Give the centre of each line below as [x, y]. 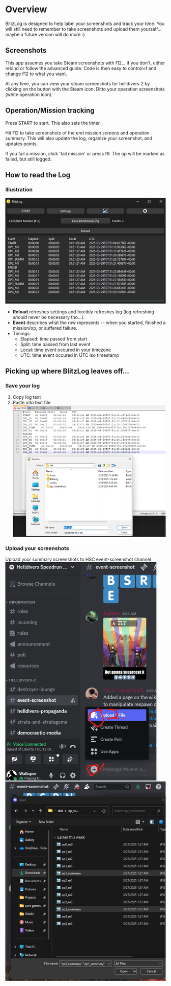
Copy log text [27, 397]
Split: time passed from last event [55, 344]
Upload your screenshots [37, 548]
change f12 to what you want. [36, 74]
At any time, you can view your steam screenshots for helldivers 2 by [78, 83]
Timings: [22, 333]
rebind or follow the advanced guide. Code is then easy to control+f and [81, 68]
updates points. [22, 144]
